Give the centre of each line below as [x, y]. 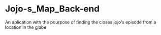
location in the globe [26, 27]
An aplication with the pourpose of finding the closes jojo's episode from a [81, 22]
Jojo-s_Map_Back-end [52, 9]
